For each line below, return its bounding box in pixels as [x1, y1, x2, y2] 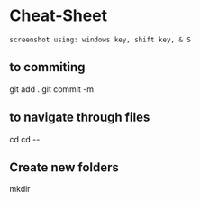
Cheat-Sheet [9, 5, 108, 26]
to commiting [9, 59, 86, 75]
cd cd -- [9, 133, 41, 144]
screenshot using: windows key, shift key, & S [9, 35, 192, 44]
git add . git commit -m [9, 83, 95, 95]
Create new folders [9, 160, 120, 175]
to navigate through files [9, 110, 150, 125]
